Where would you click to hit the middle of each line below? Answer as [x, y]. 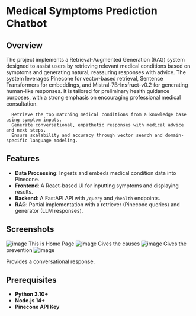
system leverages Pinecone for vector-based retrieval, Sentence [85, 79]
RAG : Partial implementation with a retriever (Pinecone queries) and [97, 204]
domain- [174, 135]
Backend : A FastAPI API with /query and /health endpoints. [87, 198]
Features [23, 159]
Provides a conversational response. [51, 261]
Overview [25, 45]
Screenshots [30, 229]
